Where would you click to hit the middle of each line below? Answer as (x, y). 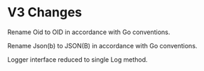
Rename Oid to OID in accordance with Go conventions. (89, 32)
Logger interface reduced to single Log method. (77, 59)
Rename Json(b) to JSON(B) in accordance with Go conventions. (102, 45)
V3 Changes (45, 12)
